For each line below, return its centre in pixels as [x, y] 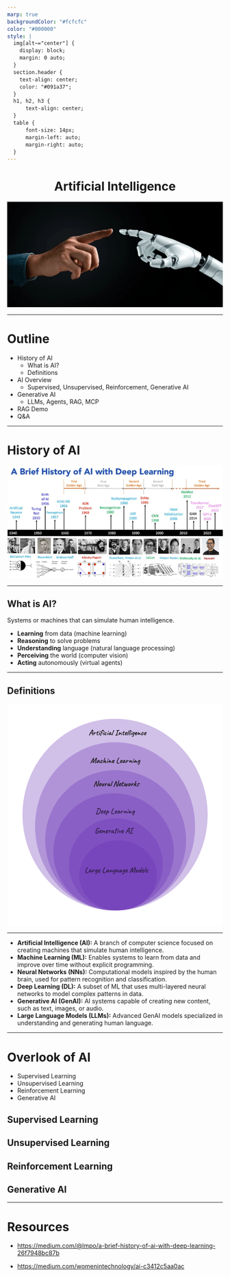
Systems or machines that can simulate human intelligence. [91, 620]
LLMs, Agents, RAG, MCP [63, 402]
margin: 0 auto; [43, 58]
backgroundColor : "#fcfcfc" [47, 22]
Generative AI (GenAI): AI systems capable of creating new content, [114, 1001]
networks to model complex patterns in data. [80, 994]
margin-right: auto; [54, 145]
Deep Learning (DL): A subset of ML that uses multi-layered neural [112, 986]
